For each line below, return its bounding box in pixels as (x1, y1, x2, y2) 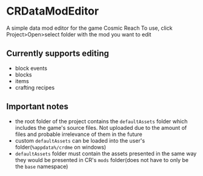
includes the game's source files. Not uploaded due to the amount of (15, 124, 187, 131)
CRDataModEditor (6, 4, 99, 18)
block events (15, 64, 47, 72)
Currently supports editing (6, 49, 109, 59)
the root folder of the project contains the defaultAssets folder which (15, 117, 188, 125)
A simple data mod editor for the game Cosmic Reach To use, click (6, 24, 173, 32)
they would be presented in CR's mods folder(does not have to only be (15, 156, 189, 163)
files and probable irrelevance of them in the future (15, 130, 142, 138)
